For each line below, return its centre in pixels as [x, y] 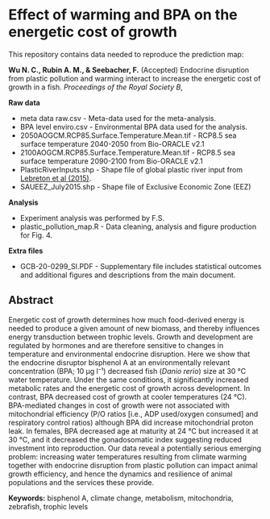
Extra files [26, 251]
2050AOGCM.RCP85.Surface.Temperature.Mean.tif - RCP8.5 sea [128, 135]
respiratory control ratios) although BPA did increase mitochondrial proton [131, 422]
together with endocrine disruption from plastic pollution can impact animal [133, 465]
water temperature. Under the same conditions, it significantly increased [129, 380]
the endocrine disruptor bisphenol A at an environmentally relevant [119, 362]
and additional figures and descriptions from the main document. [128, 275]
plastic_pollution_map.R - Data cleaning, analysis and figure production [138, 226]
